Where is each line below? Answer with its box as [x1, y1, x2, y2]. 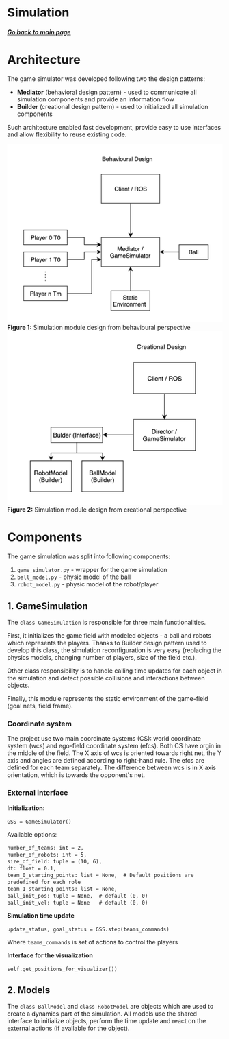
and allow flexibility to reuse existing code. [7, 130, 127, 139]
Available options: [7, 830, 57, 838]
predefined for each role [7, 879, 81, 885]
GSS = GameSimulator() [7, 818, 72, 825]
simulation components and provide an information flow [16, 95, 174, 104]
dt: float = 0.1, [7, 865, 57, 872]
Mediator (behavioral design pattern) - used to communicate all [16, 88, 197, 96]
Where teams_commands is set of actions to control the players [7, 938, 178, 946]
